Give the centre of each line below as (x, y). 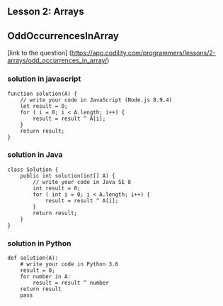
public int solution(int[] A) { (68, 176)
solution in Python (39, 243)
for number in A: (46, 277)
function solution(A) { (42, 94)
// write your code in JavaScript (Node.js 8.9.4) (96, 100)
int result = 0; (57, 188)
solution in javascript (44, 79)
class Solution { (33, 170)
